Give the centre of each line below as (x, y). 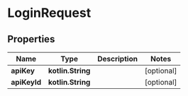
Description (117, 59)
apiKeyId (26, 82)
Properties (31, 39)
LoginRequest (49, 13)
